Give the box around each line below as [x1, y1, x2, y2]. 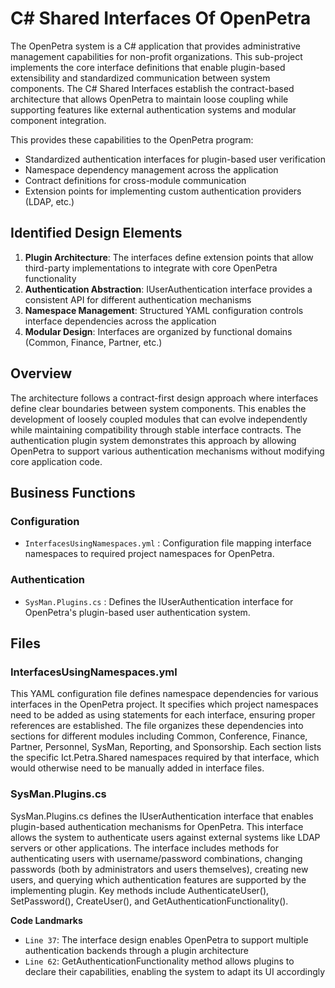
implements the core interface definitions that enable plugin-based [10, 61, 286, 73]
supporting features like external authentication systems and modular [10, 103, 297, 116]
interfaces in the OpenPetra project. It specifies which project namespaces [10, 698, 319, 711]
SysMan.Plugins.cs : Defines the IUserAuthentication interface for [24, 595, 294, 607]
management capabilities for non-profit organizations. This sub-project [10, 50, 303, 62]
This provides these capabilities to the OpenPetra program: [10, 133, 254, 146]
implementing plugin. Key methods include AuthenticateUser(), [10, 884, 270, 896]
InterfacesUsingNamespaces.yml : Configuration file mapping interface [24, 537, 312, 549]
